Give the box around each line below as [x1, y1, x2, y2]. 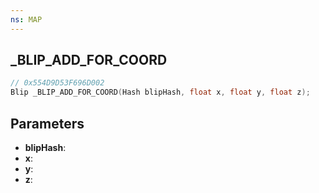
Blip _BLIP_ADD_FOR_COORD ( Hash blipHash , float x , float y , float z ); [10, 87, 311, 98]
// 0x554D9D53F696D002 [10, 78, 105, 88]
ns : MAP [10, 14, 43, 25]
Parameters [10, 115, 85, 132]
